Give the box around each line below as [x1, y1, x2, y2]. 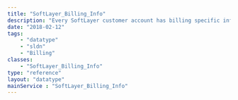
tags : [7, 30, 23, 37]
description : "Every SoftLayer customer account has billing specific [7, 17, 220, 24]
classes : [7, 56, 33, 63]
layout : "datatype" [7, 75, 65, 83]
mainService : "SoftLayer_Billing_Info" [7, 82, 129, 89]
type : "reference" [7, 69, 62, 76]
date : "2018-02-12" [7, 23, 65, 30]
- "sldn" [20, 43, 46, 50]
